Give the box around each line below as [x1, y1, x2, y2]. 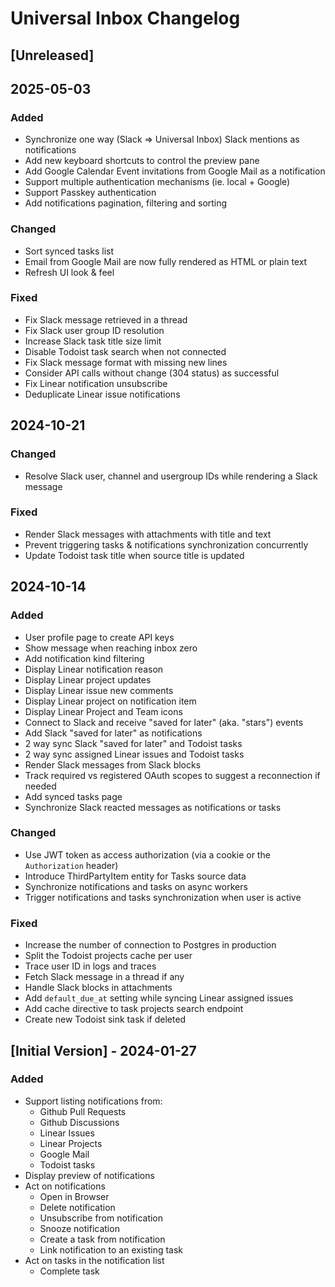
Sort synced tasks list [24, 245, 115, 257]
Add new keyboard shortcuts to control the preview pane [24, 155, 260, 167]
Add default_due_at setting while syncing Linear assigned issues [24, 992, 294, 1004]
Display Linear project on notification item [24, 695, 197, 707]
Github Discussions [39, 1116, 120, 1128]
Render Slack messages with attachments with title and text [24, 528, 272, 540]
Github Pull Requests [39, 1105, 127, 1117]
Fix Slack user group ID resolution [24, 324, 165, 336]
